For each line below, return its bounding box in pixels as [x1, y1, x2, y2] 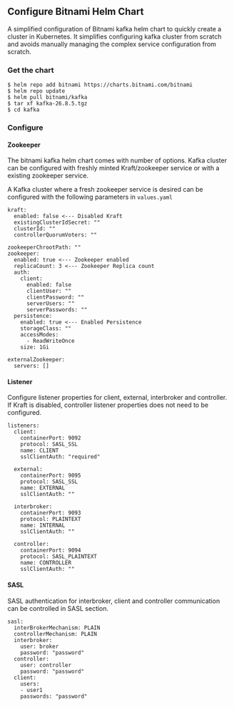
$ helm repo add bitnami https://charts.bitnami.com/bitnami [7, 81, 193, 88]
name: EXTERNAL [20, 485, 66, 492]
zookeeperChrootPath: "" [7, 244, 81, 252]
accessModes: [20, 331, 59, 339]
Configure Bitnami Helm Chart [7, 6, 144, 18]
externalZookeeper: [7, 356, 66, 363]
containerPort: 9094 [20, 547, 81, 554]
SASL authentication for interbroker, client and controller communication [7, 597, 220, 605]
